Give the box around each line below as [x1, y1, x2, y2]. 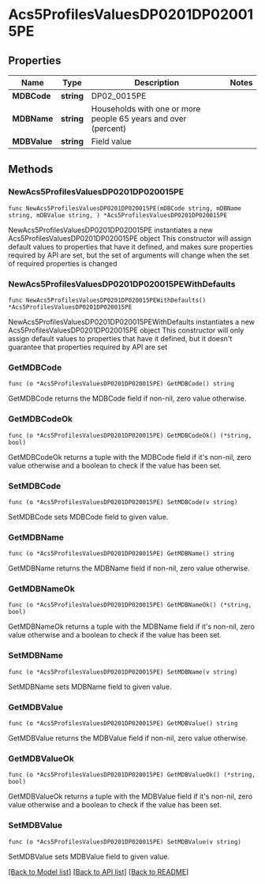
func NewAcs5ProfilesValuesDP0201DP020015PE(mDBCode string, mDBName [8, 204, 242, 213]
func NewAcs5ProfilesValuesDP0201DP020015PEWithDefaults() [8, 296, 207, 304]
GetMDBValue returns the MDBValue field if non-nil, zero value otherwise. [8, 733, 248, 743]
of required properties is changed [8, 258, 118, 268]
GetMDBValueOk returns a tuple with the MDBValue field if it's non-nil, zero [8, 792, 253, 801]
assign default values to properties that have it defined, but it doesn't [8, 333, 233, 343]
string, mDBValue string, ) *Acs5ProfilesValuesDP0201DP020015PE [8, 211, 227, 219]
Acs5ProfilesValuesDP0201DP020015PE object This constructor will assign [8, 233, 252, 243]
